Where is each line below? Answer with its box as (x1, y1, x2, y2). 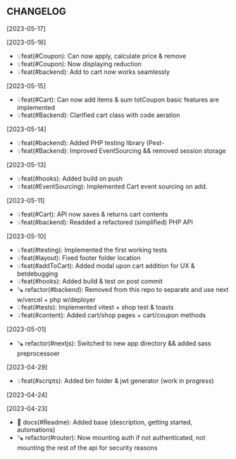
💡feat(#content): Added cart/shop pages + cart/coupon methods (16, 310, 206, 319)
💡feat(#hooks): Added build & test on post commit (16, 276, 163, 285)
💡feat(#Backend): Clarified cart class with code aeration (16, 111, 180, 119)
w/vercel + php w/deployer (16, 295, 96, 304)
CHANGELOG (6, 6, 66, 18)
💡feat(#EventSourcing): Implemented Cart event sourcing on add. (16, 182, 208, 190)
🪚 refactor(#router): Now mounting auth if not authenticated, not (16, 433, 206, 441)
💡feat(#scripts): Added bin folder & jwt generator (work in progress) (16, 377, 214, 385)
